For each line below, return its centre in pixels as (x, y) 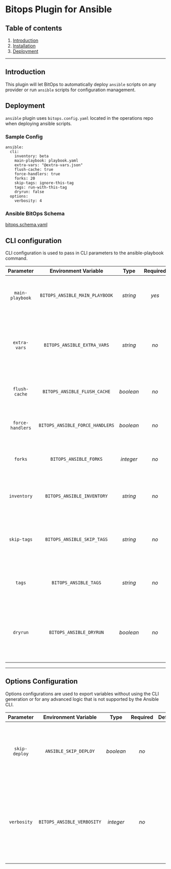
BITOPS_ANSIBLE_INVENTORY (76, 496)
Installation (24, 46)
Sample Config (24, 137)
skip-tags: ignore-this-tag (44, 183)
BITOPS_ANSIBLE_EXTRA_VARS (77, 345)
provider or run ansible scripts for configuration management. (70, 90)
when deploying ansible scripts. (39, 123)
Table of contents (34, 28)
